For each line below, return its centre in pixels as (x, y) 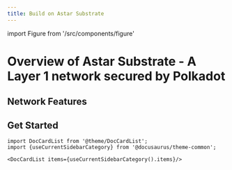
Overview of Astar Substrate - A (102, 61)
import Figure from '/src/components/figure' (71, 33)
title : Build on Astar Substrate (56, 14)
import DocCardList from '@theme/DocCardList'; (78, 142)
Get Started (33, 125)
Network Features (47, 102)
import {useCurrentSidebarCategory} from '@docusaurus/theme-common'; (112, 147)
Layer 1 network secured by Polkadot (116, 76)
